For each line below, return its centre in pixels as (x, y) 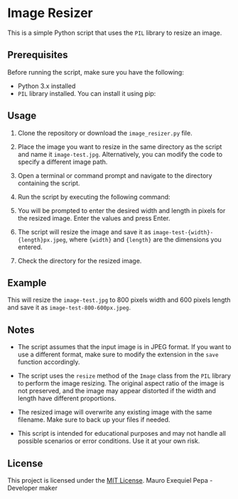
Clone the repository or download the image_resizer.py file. (105, 133)
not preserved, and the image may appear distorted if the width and (117, 391)
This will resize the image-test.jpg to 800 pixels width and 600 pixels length (119, 300)
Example (27, 283)
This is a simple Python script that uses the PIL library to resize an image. (115, 33)
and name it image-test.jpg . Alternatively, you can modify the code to (120, 154)
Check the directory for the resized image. (80, 261)
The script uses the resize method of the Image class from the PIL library (124, 376)
